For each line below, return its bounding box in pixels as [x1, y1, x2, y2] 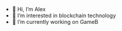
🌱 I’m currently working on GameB [12, 18, 99, 25]
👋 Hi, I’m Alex [12, 6, 46, 13]
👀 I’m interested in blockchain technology [12, 12, 117, 19]
